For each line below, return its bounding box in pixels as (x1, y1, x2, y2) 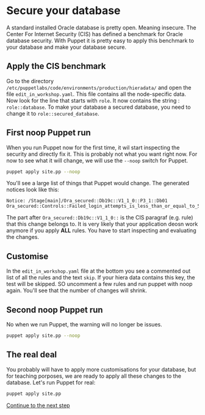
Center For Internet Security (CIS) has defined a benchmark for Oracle (6, 30, 183, 37)
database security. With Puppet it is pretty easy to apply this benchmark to (6, 37, 194, 44)
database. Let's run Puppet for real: (6, 378, 96, 386)
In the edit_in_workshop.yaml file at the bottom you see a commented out (6, 267, 191, 275)
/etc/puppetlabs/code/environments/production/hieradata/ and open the (6, 84, 192, 91)
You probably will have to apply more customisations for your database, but (6, 365, 196, 373)
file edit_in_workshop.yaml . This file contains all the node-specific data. (6, 90, 187, 98)
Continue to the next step (6, 402, 70, 409)
